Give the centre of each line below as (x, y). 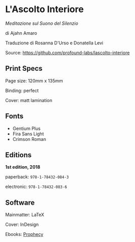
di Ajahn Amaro (21, 33)
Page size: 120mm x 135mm (34, 81)
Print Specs (24, 68)
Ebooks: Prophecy (24, 234)
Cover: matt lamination (29, 100)
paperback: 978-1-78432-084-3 (37, 177)
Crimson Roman (29, 139)
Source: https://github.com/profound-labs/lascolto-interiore (67, 53)
